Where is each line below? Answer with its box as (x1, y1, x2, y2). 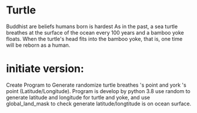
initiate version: (6, 62, 84, 76)
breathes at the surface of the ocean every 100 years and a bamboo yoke (6, 29, 184, 36)
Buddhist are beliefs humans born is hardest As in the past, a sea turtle (6, 23, 178, 30)
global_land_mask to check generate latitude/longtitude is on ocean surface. (6, 100, 192, 107)
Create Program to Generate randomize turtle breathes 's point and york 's (6, 81, 186, 88)
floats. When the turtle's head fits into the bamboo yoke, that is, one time (6, 35, 183, 42)
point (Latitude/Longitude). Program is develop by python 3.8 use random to (6, 87, 191, 94)
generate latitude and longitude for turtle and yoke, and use (6, 94, 151, 101)
